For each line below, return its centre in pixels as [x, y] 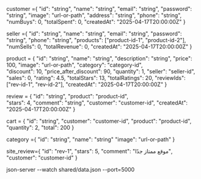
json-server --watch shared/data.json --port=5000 [71, 170]
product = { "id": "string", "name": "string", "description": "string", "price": [99, 58]
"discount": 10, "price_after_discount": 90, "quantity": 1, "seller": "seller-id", [101, 71]
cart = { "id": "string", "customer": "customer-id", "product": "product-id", [99, 121]
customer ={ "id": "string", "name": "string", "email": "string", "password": [99, 9]
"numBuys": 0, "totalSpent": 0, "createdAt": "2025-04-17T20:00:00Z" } [96, 22]
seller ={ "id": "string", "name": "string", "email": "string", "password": [94, 34]
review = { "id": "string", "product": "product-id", [67, 96]
